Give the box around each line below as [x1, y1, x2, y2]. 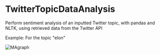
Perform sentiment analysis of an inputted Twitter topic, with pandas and [5, 20, 155, 26]
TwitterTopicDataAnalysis [5, 3, 115, 15]
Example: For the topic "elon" [5, 35, 66, 41]
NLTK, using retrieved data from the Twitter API [5, 25, 102, 31]
